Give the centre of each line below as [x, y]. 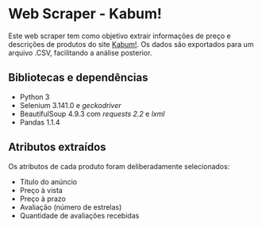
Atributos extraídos [57, 147]
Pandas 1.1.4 [40, 122]
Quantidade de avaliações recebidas [79, 215]
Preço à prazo [42, 199]
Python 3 [35, 97]
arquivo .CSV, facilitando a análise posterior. [80, 52]
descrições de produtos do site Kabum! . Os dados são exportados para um [131, 44]
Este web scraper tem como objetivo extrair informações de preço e [120, 36]
